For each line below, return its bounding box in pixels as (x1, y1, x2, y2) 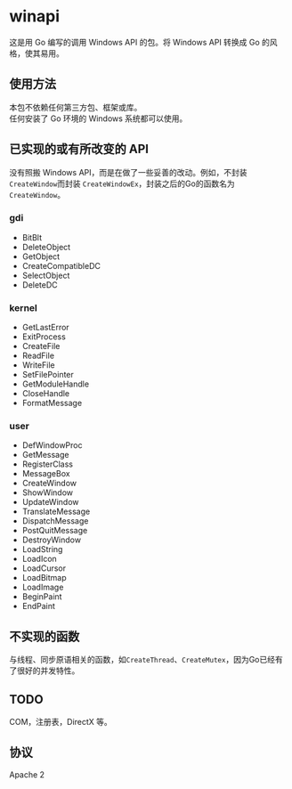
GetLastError (21, 322, 69, 333)
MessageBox (21, 468, 70, 479)
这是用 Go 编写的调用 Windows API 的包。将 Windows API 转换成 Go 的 (9, 37, 270, 47)
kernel (9, 301, 38, 313)
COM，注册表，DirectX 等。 (9, 717, 113, 728)
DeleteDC (21, 279, 58, 290)
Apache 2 (9, 769, 45, 780)
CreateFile (21, 341, 61, 352)
